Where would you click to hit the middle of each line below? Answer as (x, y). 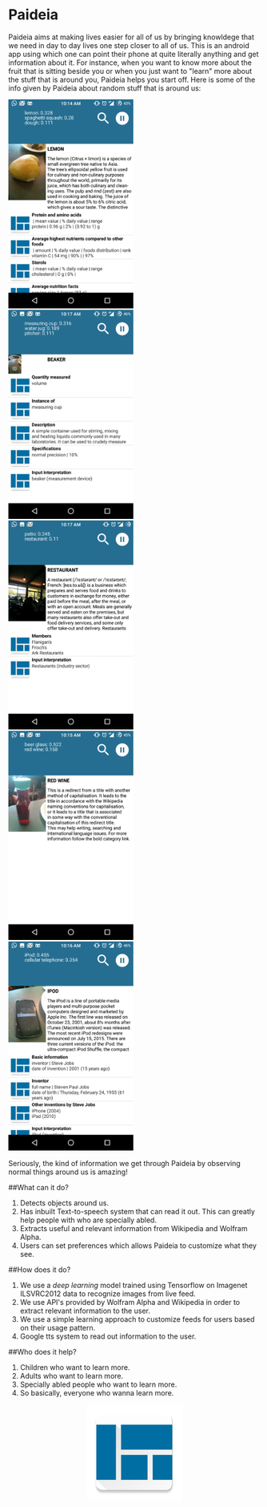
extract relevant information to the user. (85, 1311)
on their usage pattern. (58, 1327)
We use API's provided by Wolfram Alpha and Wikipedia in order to (130, 1302)
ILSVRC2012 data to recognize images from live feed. (108, 1294)
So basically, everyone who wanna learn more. (97, 1392)
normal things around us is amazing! (68, 1172)
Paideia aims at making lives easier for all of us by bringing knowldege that (131, 37)
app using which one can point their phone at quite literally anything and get (133, 54)
